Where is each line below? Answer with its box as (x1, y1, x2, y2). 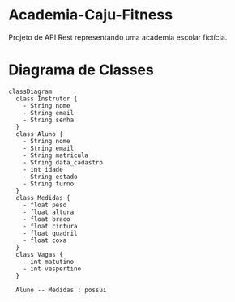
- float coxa (23, 236, 67, 245)
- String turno (23, 180, 75, 188)
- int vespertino (23, 265, 82, 273)
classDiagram (8, 87, 53, 96)
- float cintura (23, 222, 79, 230)
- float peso (23, 201, 67, 209)
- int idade (23, 165, 63, 173)
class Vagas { (15, 250, 63, 258)
